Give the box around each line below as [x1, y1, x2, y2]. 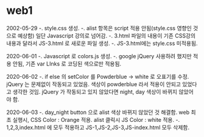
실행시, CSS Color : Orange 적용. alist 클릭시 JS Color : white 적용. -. [12, 116, 180, 123]
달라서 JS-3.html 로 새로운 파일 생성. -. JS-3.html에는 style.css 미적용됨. [22, 39, 198, 47]
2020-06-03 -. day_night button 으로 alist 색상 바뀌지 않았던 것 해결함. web [6, 109, 190, 116]
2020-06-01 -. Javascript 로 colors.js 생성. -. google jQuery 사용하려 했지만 [6, 52, 192, 59]
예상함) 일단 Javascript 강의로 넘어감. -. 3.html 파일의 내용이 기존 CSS [17, 32, 186, 39]
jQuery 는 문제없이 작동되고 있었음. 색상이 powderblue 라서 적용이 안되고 [6, 80, 181, 88]
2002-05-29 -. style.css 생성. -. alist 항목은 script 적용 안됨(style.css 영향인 [6, 24, 192, 32]
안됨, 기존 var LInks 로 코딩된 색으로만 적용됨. [12, 60, 122, 67]
